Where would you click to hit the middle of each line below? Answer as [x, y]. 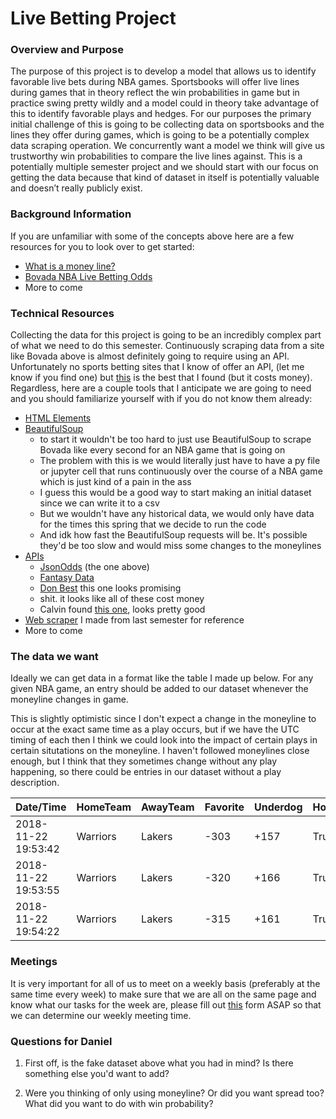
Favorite [224, 807]
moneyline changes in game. [69, 699]
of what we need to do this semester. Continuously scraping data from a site [167, 346]
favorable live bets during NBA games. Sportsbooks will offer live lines [155, 82]
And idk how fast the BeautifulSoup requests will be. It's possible [173, 535]
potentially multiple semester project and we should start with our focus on [164, 167]
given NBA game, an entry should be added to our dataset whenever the [159, 689]
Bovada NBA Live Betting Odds [88, 276]
